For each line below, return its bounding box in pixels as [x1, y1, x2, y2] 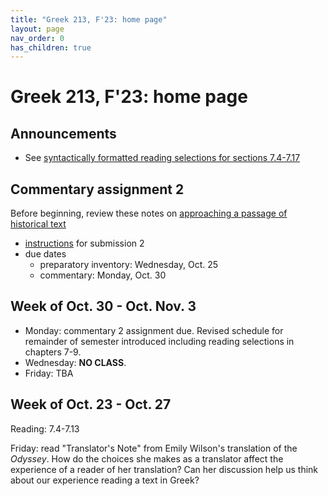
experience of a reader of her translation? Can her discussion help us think [10, 463, 319, 475]
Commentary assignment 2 [10, 181, 185, 198]
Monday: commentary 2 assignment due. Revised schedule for [24, 324, 284, 336]
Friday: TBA [24, 367, 74, 379]
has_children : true [10, 42, 92, 53]
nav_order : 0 [10, 33, 65, 43]
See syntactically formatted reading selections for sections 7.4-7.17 [24, 152, 301, 164]
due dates [24, 248, 67, 260]
